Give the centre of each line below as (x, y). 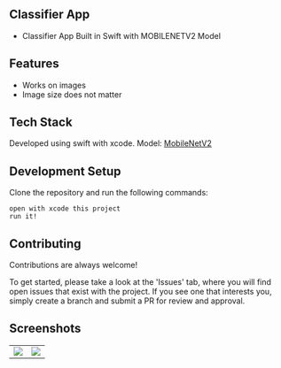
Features (34, 64)
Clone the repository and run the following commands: (109, 193)
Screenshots (45, 329)
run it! (23, 217)
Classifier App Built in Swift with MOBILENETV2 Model (121, 35)
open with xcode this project (65, 209)
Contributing (45, 244)
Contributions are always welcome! (74, 265)
